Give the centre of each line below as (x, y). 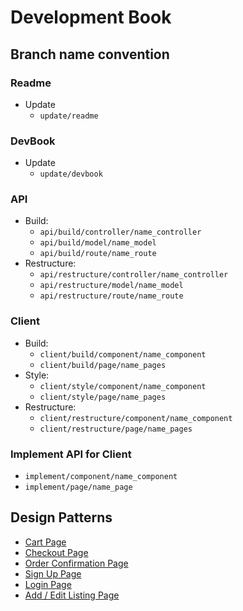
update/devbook (71, 174)
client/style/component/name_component (123, 386)
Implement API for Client (71, 454)
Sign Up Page (53, 573)
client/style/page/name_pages (103, 397)
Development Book (91, 17)
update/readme (69, 116)
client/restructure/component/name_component (136, 418)
